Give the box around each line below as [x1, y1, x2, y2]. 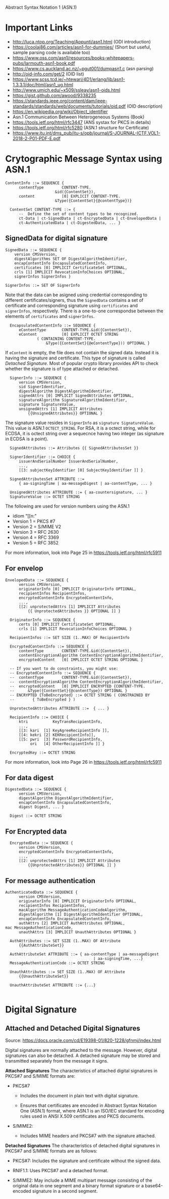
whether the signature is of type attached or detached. [5, 365, 119, 372]
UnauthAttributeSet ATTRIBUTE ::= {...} [10, 983, 96, 988]
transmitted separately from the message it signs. [5, 1057, 108, 1064]
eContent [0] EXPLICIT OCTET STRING [18, 332, 119, 337]
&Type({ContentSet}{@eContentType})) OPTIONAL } [45, 341, 150, 346]
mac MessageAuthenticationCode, [5, 925, 73, 930]
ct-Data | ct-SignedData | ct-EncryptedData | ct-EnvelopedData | [18, 216, 161, 221]
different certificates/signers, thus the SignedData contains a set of [5, 297, 144, 303]
